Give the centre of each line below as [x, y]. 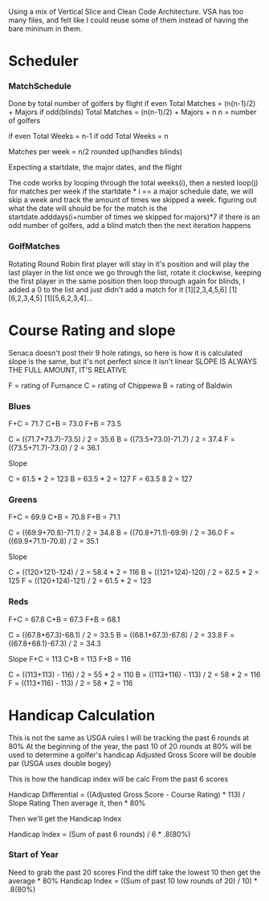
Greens [23, 499]
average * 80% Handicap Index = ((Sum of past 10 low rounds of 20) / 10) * [133, 881]
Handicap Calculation [82, 715]
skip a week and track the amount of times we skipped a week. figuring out [132, 200]
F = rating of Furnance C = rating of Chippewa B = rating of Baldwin [120, 385]
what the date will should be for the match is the [88, 209]
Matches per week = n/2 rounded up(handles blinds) [96, 152]
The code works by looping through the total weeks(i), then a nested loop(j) [133, 183]
